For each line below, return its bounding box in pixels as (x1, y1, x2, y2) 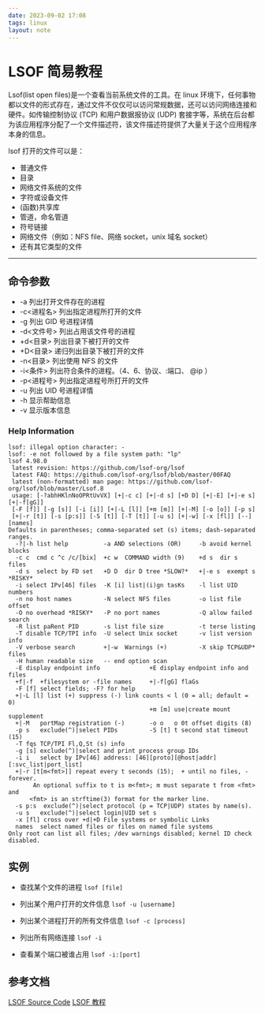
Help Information (8, 426, 75, 437)
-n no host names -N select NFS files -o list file (15, 595, 242, 603)
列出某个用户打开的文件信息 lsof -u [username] (19, 900, 176, 909)
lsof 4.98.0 (8, 457, 47, 465)
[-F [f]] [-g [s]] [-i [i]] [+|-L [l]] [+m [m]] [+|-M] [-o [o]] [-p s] (11, 505, 256, 513)
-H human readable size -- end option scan (15, 658, 168, 665)
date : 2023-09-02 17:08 (8, 11, 87, 20)
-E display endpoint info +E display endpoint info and (15, 664, 248, 673)
